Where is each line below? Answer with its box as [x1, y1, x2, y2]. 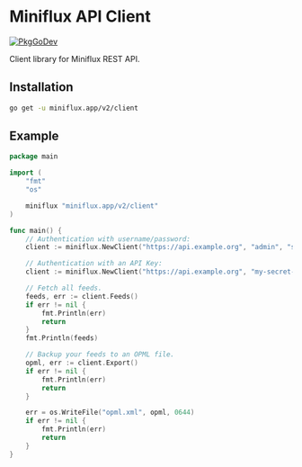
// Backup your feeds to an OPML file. [25, 350, 175, 359]
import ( [9, 168, 42, 177]
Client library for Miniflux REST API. [9, 53, 140, 64]
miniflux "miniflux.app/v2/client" [25, 201, 159, 211]
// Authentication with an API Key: [25, 259, 164, 268]
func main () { [9, 226, 63, 235]
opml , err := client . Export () [25, 358, 139, 368]
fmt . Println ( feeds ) [25, 334, 99, 343]
